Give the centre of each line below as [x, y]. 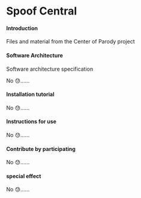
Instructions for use [31, 121]
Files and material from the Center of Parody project [70, 42]
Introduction [22, 28]
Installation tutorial [30, 94]
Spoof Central [42, 11]
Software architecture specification [50, 69]
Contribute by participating [41, 148]
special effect [24, 176]
